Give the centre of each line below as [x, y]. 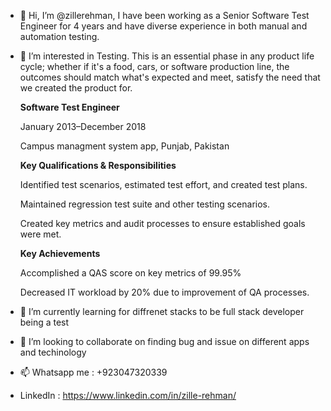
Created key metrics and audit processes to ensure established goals [162, 223]
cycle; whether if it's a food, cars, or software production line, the [154, 66]
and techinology [53, 352]
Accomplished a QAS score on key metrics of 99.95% [130, 273]
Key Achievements [60, 253]
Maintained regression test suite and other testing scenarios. [145, 204]
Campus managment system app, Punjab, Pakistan [124, 146]
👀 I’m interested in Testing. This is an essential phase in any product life [167, 56]
